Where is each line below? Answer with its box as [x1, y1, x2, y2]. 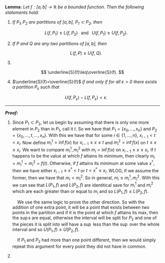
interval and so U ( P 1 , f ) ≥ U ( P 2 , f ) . [12, 226, 80, 233]
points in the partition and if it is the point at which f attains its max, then [12, 209, 159, 215]
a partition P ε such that [12, 84, 60, 91]
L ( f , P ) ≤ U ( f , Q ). [70, 50, 103, 56]
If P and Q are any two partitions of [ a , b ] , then [12, 40, 107, 46]
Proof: [5, 110, 19, 116]
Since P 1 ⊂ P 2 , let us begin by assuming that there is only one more [12, 120, 149, 127]
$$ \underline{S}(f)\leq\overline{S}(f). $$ [41, 69, 124, 75]
